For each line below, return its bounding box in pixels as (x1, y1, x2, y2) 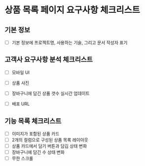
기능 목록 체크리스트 (4, 117, 62, 125)
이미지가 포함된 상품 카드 (11, 131, 60, 136)
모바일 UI (11, 69, 30, 75)
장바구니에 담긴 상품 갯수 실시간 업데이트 (11, 91, 90, 96)
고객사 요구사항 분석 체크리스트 (4, 55, 93, 64)
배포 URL (11, 101, 30, 107)
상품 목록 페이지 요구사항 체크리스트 (4, 4, 140, 16)
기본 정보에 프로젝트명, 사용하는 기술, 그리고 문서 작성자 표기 (11, 40, 128, 45)
